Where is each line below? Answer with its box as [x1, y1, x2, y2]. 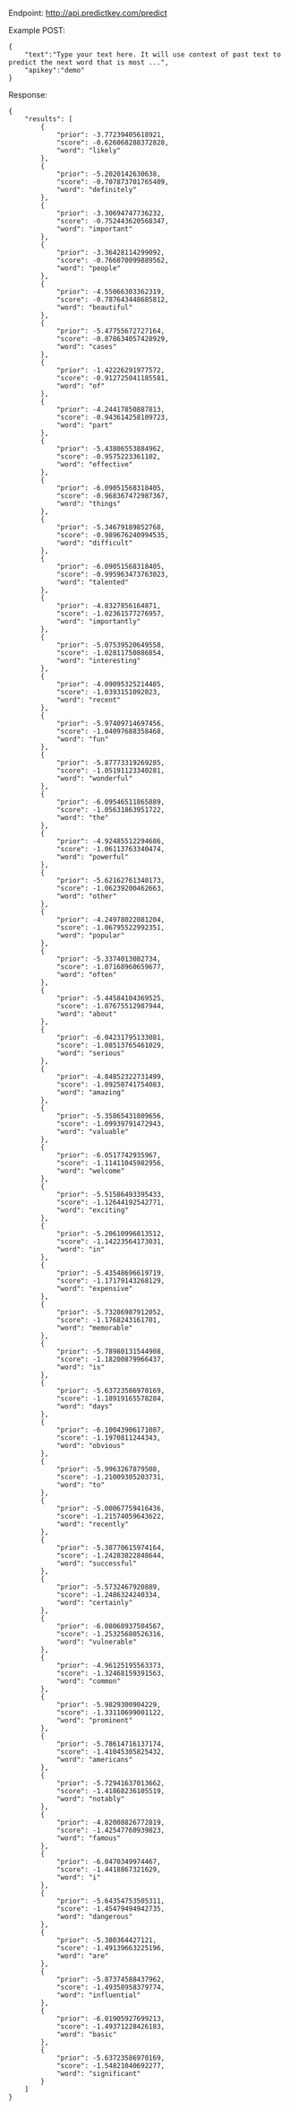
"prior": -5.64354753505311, [55, 1896, 166, 1905]
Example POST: [8, 25, 66, 35]
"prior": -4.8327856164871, [55, 601, 162, 610]
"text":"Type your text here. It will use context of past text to [24, 50, 281, 59]
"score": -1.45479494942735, [55, 1905, 166, 1914]
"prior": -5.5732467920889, [55, 1582, 162, 1591]
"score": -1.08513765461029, [55, 1041, 166, 1050]
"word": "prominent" [55, 1716, 133, 1725]
